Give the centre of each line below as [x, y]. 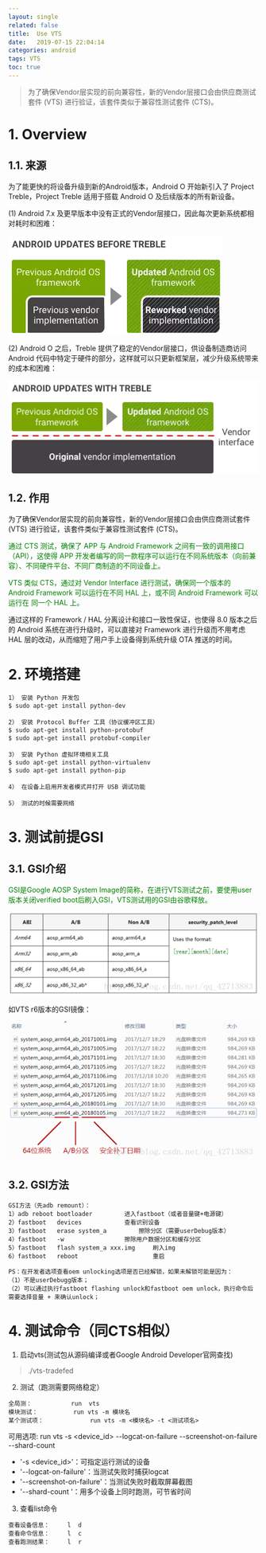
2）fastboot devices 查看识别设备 [84, 1222]
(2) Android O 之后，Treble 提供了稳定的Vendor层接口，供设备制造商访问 [128, 348]
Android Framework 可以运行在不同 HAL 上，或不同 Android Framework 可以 [133, 593]
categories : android [42, 51]
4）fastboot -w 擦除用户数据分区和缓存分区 [105, 1239]
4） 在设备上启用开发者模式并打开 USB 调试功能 [77, 787]
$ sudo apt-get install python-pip [67, 770]
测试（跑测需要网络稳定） [62, 1387]
